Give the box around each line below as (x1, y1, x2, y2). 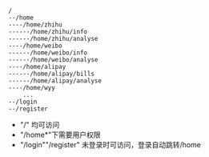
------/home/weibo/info (8, 49, 88, 57)
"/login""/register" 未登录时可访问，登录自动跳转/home (19, 140, 202, 149)
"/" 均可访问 (19, 120, 60, 129)
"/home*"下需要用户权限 (19, 130, 101, 139)
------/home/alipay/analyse (8, 77, 102, 85)
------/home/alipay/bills (8, 70, 94, 78)
